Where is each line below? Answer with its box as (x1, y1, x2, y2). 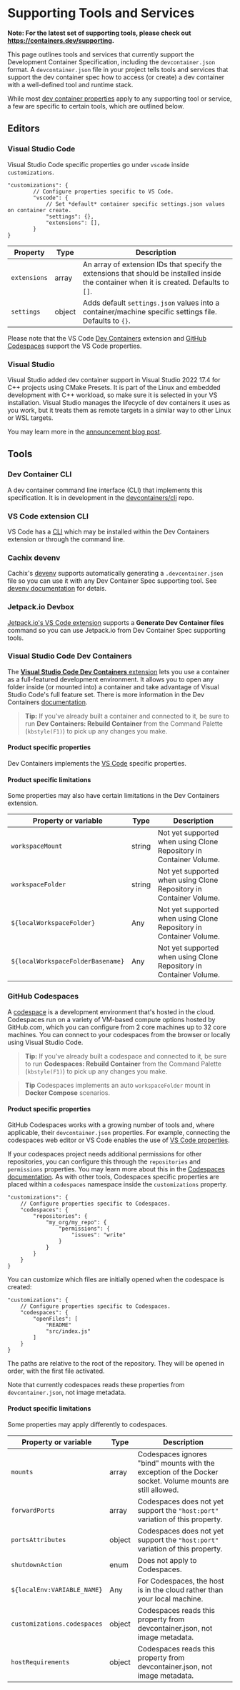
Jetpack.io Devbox (7, 602, 74, 612)
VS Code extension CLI (7, 511, 89, 521)
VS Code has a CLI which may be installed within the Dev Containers (7, 527, 209, 536)
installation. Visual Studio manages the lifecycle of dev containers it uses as (7, 398, 231, 406)
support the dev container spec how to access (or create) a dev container (7, 73, 225, 81)
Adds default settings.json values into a (82, 298, 220, 308)
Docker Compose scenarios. (24, 1088, 111, 1097)
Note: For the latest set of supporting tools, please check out (7, 29, 191, 37)
